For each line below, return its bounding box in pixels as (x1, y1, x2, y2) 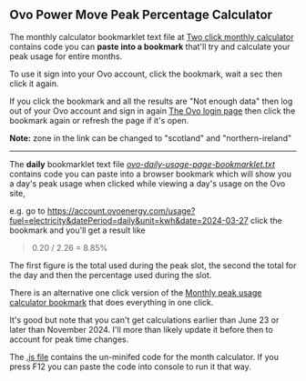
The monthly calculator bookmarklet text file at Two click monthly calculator (9, 31, 294, 42)
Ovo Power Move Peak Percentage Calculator (9, 7, 273, 23)
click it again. (9, 77, 59, 89)
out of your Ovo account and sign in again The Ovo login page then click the (9, 105, 296, 116)
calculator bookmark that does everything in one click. (9, 296, 214, 307)
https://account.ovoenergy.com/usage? (46, 205, 196, 216)
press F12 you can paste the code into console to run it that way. (9, 361, 252, 372)
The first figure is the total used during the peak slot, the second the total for (9, 259, 297, 271)
